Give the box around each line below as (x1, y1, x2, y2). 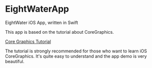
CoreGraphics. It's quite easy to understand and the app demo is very (5, 53, 147, 59)
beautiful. (5, 58, 25, 64)
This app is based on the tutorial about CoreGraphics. (5, 29, 114, 35)
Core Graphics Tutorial (5, 38, 51, 45)
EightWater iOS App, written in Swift (5, 20, 78, 25)
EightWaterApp (5, 3, 69, 15)
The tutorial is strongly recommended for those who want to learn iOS (5, 48, 147, 54)
